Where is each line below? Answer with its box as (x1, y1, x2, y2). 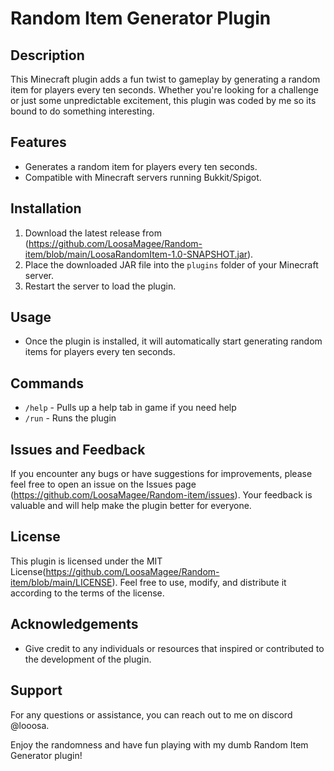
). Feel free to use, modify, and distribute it (111, 576, 287, 588)
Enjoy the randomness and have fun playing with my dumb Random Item (10, 738, 309, 751)
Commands (10, 375, 85, 392)
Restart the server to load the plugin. (24, 280, 177, 292)
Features (10, 134, 67, 151)
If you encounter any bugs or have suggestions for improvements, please (10, 468, 313, 480)
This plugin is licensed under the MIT (10, 555, 163, 567)
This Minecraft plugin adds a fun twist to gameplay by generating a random (10, 73, 321, 85)
